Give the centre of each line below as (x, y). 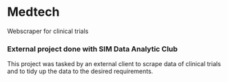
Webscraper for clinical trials (48, 31)
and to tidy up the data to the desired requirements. (80, 71)
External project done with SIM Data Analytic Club (92, 49)
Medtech (33, 12)
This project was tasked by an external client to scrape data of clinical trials (114, 64)
